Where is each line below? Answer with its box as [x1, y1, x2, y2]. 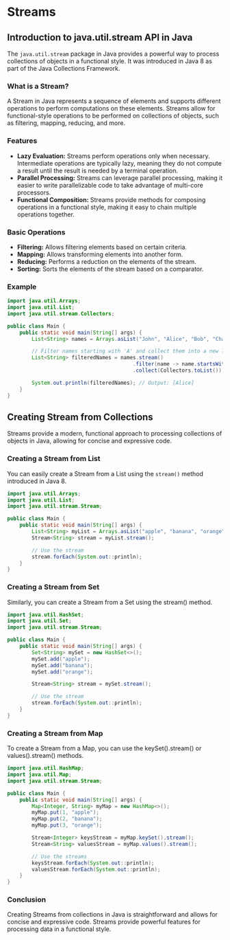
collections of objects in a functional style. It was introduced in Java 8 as [7, 57, 212, 65]
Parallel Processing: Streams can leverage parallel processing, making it [16, 173, 223, 182]
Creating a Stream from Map [7, 728, 103, 738]
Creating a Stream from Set [7, 582, 100, 592]
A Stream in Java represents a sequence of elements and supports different [7, 97, 221, 105]
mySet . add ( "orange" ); [31, 668, 94, 675]
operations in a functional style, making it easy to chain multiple [16, 203, 197, 211]
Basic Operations [7, 227, 66, 237]
